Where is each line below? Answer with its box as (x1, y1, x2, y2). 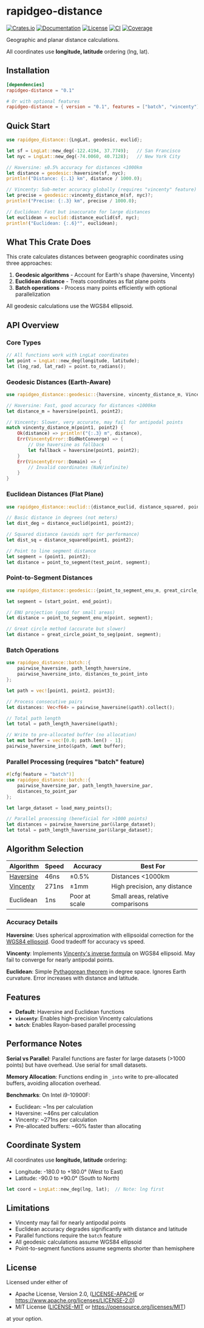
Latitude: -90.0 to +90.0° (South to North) (15, 1174, 120, 1182)
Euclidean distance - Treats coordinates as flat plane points (15, 278, 166, 285)
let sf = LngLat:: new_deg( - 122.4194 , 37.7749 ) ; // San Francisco (6, 148, 181, 154)
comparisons (111, 899, 149, 908)
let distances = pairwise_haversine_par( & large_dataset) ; (6, 821, 156, 827)
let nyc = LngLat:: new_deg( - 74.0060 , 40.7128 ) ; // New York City (6, 153, 181, 159)
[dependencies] (6, 81, 45, 87)
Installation (6, 66, 50, 76)
